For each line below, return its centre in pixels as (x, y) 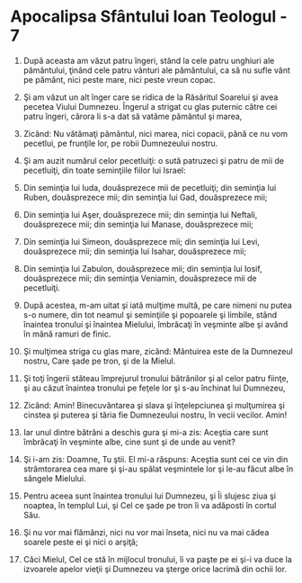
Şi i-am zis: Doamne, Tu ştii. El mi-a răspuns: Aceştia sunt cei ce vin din (155, 459)
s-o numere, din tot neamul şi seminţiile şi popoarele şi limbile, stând (150, 314)
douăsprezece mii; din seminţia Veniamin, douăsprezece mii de (140, 278)
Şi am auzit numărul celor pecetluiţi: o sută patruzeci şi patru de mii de (154, 160)
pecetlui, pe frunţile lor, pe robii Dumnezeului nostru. (120, 143)
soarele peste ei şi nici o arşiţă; (80, 542)
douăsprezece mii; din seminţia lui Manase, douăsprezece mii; (138, 224)
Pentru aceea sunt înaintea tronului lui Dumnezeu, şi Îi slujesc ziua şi (150, 496)
